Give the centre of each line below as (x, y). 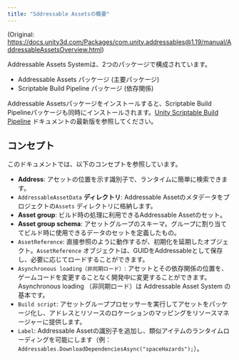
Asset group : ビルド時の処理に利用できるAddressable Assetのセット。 (122, 215)
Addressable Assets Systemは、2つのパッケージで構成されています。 (110, 64)
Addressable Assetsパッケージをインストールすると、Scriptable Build (110, 103)
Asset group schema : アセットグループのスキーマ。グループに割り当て (122, 224)
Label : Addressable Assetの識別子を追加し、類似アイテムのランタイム (120, 331)
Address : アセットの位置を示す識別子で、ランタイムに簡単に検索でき (119, 180)
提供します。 (67, 322)
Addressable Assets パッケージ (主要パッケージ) (88, 79)
